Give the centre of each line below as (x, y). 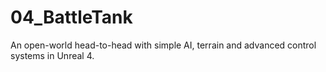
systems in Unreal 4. (52, 55)
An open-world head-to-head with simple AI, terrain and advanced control (163, 45)
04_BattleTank (71, 17)
